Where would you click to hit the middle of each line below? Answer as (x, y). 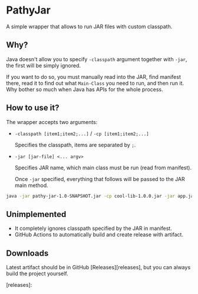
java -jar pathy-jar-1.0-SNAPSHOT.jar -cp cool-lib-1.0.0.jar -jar (91, 196)
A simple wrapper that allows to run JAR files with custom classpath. (89, 26)
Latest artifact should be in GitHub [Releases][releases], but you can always (98, 268)
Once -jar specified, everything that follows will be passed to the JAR (100, 179)
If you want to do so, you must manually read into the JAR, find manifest (93, 76)
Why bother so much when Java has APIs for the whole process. (85, 89)
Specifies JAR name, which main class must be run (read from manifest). (103, 168)
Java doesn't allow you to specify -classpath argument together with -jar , (97, 59)
